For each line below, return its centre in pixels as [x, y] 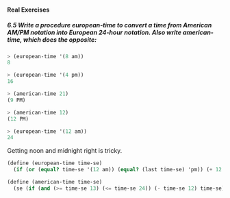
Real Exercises [28, 10]
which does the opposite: [60, 40]
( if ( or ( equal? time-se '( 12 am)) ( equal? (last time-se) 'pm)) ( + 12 [118, 170]
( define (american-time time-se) [55, 182]
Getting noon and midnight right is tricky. [65, 151]
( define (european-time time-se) [55, 163]
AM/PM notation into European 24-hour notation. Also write [94, 33]
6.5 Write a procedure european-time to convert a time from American [110, 25]
